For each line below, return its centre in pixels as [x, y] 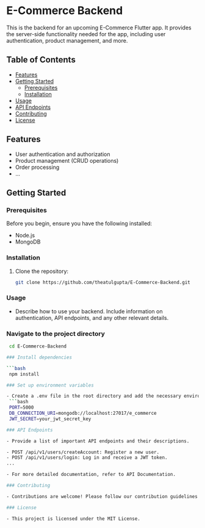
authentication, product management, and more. [67, 40]
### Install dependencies [39, 357]
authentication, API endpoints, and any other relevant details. [92, 318]
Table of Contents [41, 60]
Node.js [25, 236]
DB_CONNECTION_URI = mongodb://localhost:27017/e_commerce [83, 414]
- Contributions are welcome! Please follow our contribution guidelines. [103, 496]
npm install [24, 374]
